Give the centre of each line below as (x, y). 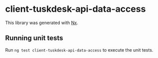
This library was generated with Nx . (42, 23)
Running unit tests (34, 38)
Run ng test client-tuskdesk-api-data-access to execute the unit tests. (79, 50)
